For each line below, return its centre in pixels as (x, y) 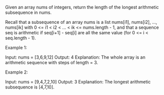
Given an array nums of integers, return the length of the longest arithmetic (82, 7)
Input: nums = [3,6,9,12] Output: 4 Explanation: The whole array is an (75, 57)
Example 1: (16, 47)
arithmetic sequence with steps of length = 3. (52, 62)
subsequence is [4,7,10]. (30, 87)
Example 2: (17, 72)
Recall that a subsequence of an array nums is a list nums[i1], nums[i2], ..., (81, 22)
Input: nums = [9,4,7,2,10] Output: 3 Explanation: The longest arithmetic (78, 82)
